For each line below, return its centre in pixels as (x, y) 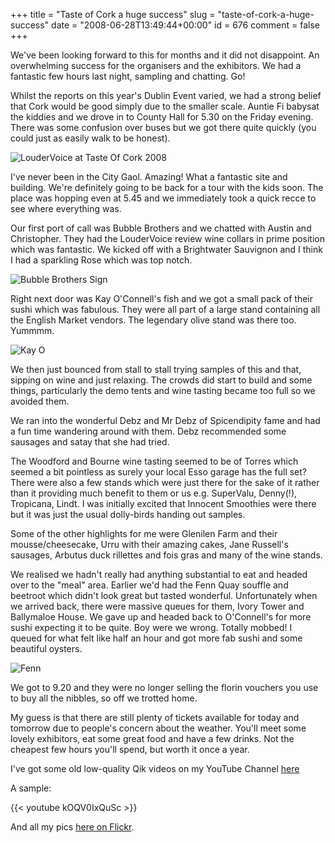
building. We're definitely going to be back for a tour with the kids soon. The (167, 187)
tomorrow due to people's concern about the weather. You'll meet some (158, 728)
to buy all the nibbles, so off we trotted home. (104, 698)
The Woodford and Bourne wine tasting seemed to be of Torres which (154, 461)
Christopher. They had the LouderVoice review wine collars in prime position (168, 238)
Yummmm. (32, 330)
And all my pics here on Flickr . (72, 827)
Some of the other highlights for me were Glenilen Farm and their (144, 533)
